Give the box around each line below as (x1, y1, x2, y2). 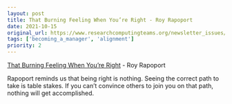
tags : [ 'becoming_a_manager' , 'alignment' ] (7, 36, 135, 43)
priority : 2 (7, 42, 41, 49)
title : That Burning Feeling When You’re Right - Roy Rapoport (7, 17, 193, 23)
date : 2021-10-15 (7, 23, 57, 30)
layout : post (7, 10, 45, 17)
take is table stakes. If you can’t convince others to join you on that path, (7, 82, 214, 90)
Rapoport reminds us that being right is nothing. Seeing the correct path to (7, 74, 220, 83)
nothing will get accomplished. (7, 89, 95, 97)
